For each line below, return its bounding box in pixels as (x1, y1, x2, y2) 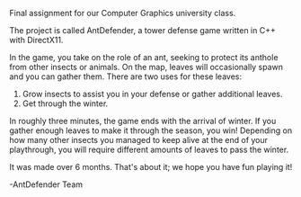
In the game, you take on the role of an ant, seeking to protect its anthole (9, 52, 279, 62)
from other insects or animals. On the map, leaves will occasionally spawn (9, 62, 283, 72)
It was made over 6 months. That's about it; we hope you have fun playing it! (9, 162, 293, 172)
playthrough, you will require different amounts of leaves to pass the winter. (9, 144, 289, 155)
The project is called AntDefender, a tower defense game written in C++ (9, 25, 276, 35)
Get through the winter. (22, 98, 109, 109)
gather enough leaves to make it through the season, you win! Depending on (9, 125, 293, 136)
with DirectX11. (9, 35, 64, 45)
